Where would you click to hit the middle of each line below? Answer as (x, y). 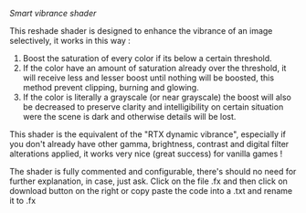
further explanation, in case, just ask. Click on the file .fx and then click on (148, 181)
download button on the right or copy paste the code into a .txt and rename (151, 191)
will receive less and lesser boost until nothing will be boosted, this (148, 78)
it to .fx (23, 201)
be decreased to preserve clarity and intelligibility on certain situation (153, 107)
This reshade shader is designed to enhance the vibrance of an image (141, 31)
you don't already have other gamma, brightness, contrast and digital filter (149, 144)
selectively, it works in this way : (70, 41)
